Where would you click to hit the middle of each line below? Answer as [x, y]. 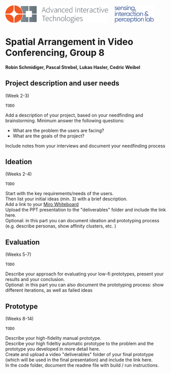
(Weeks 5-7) [18, 254]
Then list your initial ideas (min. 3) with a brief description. [66, 199]
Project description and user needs [62, 84]
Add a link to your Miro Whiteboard [42, 204]
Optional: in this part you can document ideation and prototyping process [82, 221]
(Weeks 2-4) [19, 174]
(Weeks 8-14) [20, 319]
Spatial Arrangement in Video [69, 42]
